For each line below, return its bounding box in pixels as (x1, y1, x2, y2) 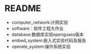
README (4, 3, 41, 14)
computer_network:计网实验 (11, 19, 69, 25)
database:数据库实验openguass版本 (11, 31, 84, 37)
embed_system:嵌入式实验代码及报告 (11, 37, 86, 43)
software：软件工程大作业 (11, 25, 64, 31)
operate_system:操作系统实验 (11, 43, 71, 49)
